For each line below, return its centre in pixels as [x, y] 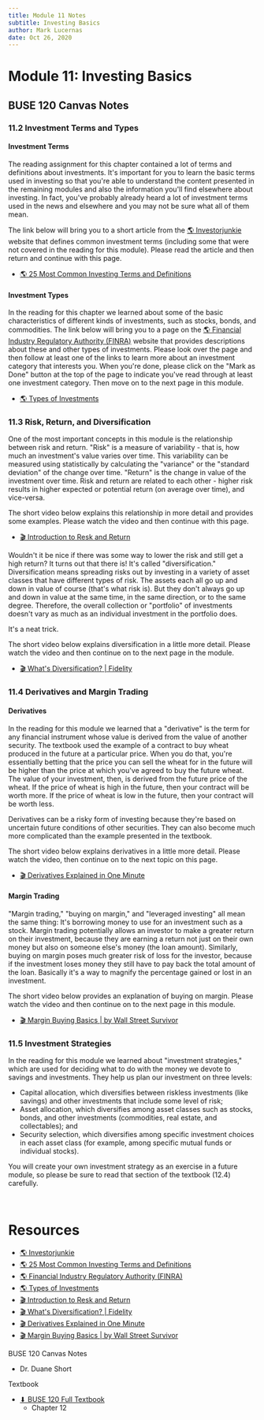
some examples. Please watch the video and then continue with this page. [129, 522]
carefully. [23, 1184]
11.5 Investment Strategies [60, 1043]
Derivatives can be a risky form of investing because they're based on [122, 819]
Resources [44, 1230]
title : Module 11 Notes [47, 15]
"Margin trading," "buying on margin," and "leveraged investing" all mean [127, 913]
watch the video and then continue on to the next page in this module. [122, 1004]
